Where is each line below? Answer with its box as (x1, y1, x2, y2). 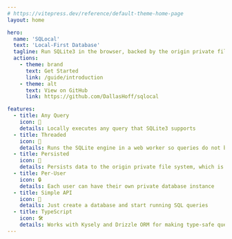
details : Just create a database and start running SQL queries (19, 202, 209, 209)
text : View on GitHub (25, 87, 88, 94)
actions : (13, 55, 39, 62)
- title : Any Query (13, 112, 70, 119)
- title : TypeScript (13, 209, 72, 216)
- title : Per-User (13, 170, 67, 177)
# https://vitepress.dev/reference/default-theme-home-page (7, 10, 184, 17)
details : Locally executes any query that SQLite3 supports (19, 125, 196, 132)
